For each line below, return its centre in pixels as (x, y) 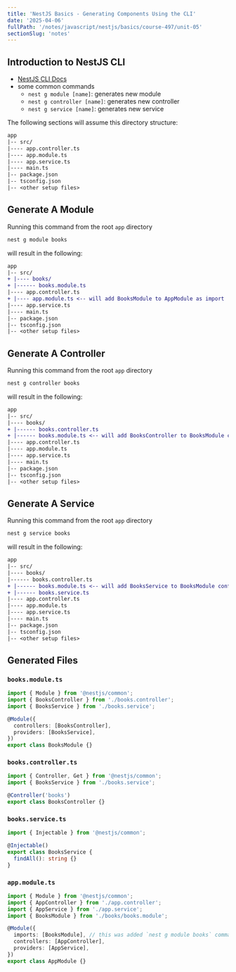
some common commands (56, 87)
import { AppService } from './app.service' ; (75, 909)
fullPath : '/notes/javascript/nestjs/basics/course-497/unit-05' (105, 27)
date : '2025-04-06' (36, 20)
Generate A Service (51, 503)
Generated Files (43, 660)
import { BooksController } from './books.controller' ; (91, 700)
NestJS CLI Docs (42, 79)
